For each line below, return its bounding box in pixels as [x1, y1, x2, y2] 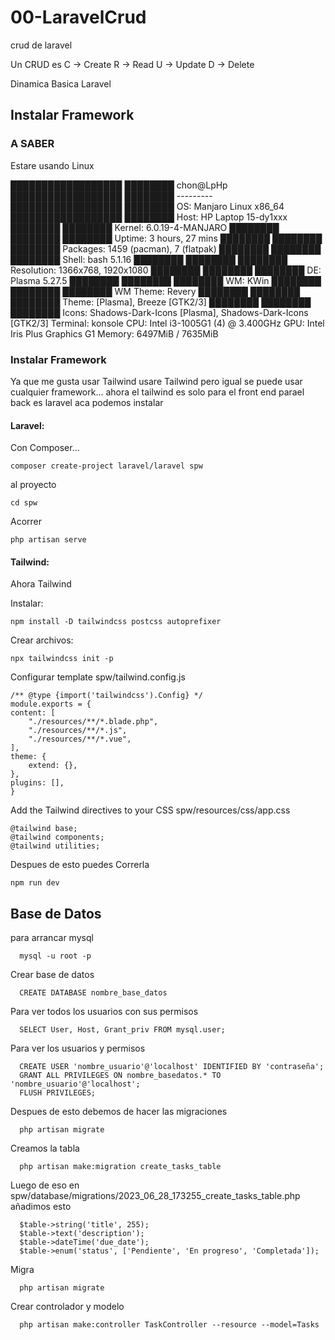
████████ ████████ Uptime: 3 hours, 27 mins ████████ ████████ [10, 232, 323, 244]
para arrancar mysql [10, 932, 94, 944]
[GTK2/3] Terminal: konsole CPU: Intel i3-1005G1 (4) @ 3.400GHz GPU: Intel [10, 317, 325, 329]
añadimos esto [10, 1201, 72, 1213]
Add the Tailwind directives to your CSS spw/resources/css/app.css [10, 804, 291, 816]
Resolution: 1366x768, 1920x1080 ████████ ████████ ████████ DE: [10, 264, 322, 276]
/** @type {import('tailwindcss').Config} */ [10, 691, 203, 701]
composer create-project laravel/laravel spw [10, 461, 203, 471]
